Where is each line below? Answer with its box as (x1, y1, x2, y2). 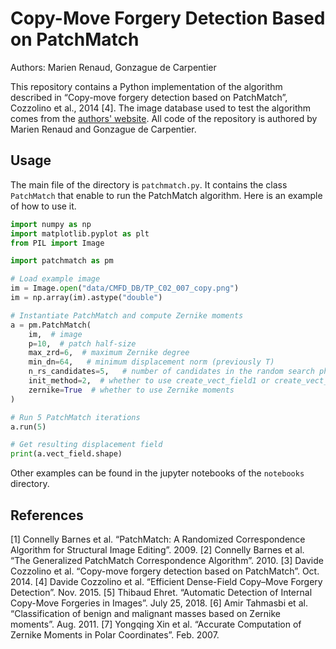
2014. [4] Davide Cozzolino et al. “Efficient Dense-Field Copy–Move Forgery (10, 575, 323, 587)
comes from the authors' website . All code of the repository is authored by (10, 112, 318, 124)
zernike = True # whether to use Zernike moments (28, 385, 235, 395)
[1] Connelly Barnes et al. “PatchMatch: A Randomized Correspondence (10, 533, 306, 545)
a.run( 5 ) (10, 422, 47, 432)
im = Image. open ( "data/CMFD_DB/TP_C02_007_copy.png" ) (10, 283, 240, 294)
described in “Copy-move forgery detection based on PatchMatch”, (10, 91, 288, 103)
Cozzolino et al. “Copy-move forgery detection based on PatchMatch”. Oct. (10, 565, 320, 577)
